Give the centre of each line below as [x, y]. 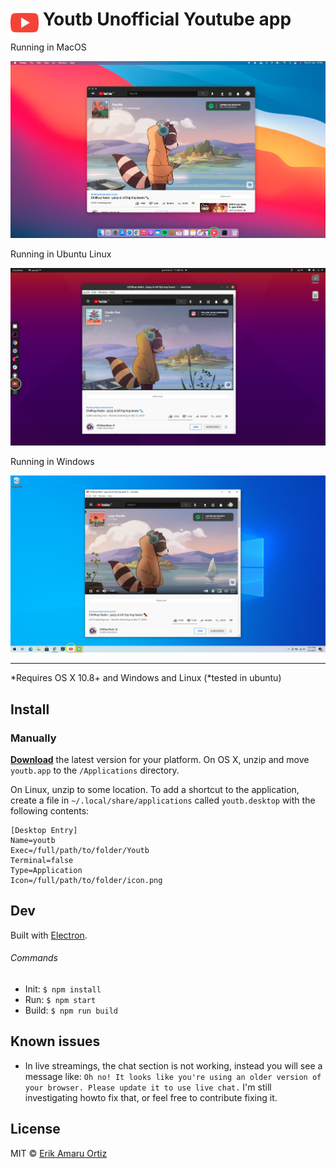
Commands [34, 958]
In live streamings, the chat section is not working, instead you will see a [173, 1065]
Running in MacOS [48, 47]
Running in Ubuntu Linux [61, 254]
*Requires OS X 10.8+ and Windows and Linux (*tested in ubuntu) [146, 678]
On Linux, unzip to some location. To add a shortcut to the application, [155, 789]
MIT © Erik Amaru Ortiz [59, 1153]
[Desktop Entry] [44, 830]
